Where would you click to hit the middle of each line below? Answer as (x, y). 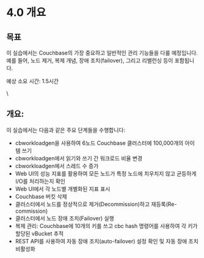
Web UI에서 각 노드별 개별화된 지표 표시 (63, 189)
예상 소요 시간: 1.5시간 (33, 81)
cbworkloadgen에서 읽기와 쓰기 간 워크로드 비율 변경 (78, 158)
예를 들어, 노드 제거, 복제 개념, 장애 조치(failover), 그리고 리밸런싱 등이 (90, 61)
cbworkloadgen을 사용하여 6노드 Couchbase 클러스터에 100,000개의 (99, 143)
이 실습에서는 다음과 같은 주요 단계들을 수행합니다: (66, 130)
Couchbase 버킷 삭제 (41, 196)
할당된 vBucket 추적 (39, 234)
